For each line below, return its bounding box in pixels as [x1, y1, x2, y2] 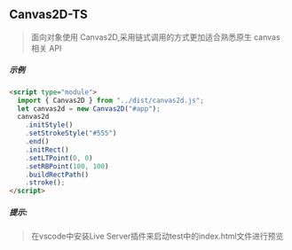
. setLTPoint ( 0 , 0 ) [25, 153, 93, 162]
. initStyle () [25, 121, 74, 129]
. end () [25, 137, 50, 146]
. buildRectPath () [25, 170, 90, 179]
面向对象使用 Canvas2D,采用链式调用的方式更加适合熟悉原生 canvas [30, 31, 281, 43]
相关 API [30, 43, 62, 53]
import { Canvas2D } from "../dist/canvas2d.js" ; [17, 96, 204, 105]
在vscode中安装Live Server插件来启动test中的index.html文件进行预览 [30, 230, 284, 242]
